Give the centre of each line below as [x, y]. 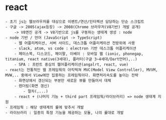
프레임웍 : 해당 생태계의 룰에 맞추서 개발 [47, 107]
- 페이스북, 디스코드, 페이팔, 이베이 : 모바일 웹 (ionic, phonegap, [79, 54]
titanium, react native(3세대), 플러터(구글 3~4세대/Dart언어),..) [71, 59]
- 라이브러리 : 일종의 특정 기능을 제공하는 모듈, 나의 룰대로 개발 [64, 112]
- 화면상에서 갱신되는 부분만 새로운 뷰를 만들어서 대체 [63, 80]
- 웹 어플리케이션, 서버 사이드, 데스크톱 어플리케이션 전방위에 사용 [75, 43]
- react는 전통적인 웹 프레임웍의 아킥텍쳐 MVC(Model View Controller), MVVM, [81, 70]
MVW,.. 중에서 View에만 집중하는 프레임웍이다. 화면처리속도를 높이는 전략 [72, 75]
